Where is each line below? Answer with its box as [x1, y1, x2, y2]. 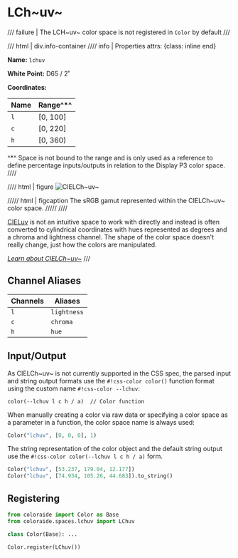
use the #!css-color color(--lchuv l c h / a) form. [7, 452, 163, 460]
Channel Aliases [7, 275, 82, 287]
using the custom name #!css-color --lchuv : [7, 384, 141, 393]
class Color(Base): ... [7, 530, 78, 538]
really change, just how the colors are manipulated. [7, 240, 158, 249]
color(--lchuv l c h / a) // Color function [7, 398, 144, 405]
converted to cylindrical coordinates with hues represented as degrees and [7, 225, 227, 234]
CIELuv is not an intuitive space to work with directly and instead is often [7, 217, 220, 226]
